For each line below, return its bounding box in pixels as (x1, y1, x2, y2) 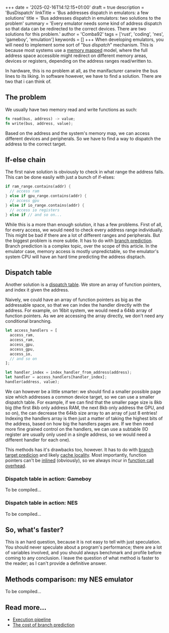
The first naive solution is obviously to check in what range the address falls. (5, 169, 164, 175)
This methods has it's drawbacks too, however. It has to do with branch (5, 447, 154, 453)
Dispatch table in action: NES (5, 500, 78, 507)
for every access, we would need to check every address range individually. (5, 227, 163, 233)
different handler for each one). (5, 436, 71, 443)
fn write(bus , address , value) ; (5, 121, 73, 126)
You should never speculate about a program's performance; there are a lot (5, 544, 162, 550)
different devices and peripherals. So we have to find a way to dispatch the (5, 135, 161, 141)
